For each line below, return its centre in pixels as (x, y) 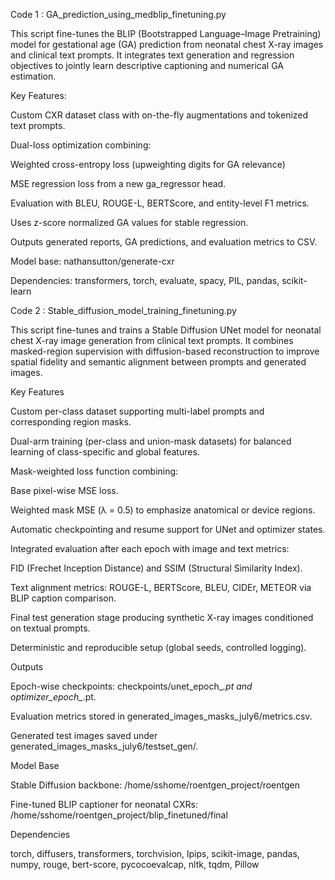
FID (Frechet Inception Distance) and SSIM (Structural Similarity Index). (156, 568)
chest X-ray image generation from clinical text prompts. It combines (152, 340)
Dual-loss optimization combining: (81, 145)
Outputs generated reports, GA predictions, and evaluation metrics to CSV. (164, 242)
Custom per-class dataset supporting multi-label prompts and (137, 411)
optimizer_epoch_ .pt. (53, 697)
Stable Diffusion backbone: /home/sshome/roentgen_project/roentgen (155, 785)
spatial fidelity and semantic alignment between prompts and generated (158, 362)
